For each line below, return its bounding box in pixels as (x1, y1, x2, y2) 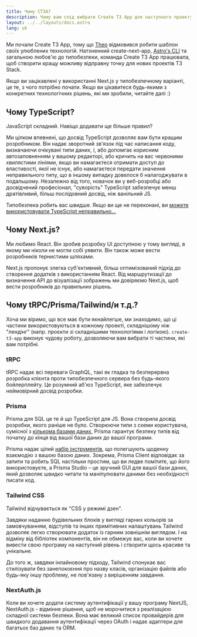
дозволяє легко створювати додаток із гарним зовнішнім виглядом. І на (6, 528, 188, 535)
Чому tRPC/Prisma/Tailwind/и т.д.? (6, 300, 138, 310)
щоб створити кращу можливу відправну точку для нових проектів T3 (6, 60, 183, 67)
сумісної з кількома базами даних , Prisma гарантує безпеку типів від (6, 428, 179, 435)
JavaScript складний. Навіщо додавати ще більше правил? (6, 123, 153, 130)
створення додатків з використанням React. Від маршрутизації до (6, 270, 172, 277)
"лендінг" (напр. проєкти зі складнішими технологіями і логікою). (6, 328, 171, 335)
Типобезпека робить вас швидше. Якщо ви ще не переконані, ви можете (6, 202, 189, 209)
